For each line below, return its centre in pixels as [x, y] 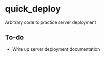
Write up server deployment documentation [56, 49]
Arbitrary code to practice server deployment [51, 22]
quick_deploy [33, 9]
